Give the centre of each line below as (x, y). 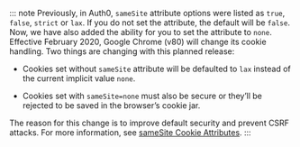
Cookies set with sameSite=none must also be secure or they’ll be (142, 96)
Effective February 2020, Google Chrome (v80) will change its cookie (138, 41)
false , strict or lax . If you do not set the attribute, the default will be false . (150, 23)
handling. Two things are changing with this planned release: (122, 51)
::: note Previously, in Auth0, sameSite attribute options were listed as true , (147, 13)
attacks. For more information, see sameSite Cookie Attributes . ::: (130, 133)
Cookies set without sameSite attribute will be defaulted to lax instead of (156, 69)
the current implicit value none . (79, 78)
